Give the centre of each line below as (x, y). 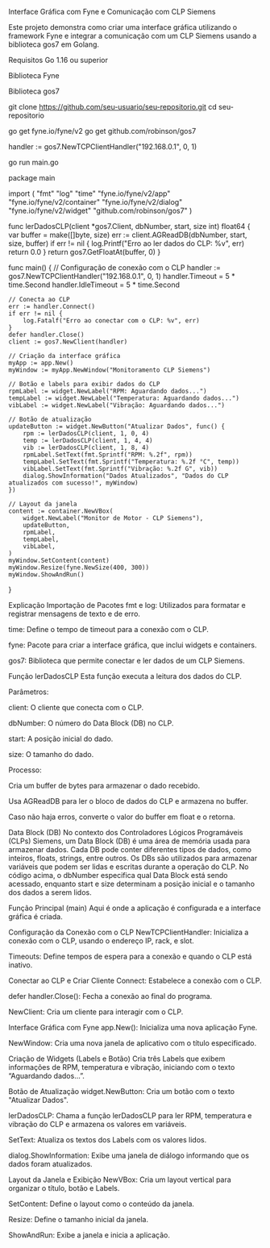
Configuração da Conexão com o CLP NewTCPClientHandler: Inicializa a (129, 932)
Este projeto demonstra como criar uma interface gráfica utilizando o (123, 27)
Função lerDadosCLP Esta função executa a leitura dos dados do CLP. (125, 676)
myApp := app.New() (41, 363)
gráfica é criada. (35, 917)
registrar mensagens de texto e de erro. (75, 614)
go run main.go (33, 162)
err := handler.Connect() (52, 306)
